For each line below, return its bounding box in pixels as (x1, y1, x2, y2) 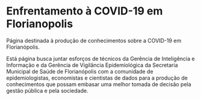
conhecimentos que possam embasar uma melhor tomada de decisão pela (6, 80, 191, 88)
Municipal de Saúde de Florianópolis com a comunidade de (6, 67, 153, 75)
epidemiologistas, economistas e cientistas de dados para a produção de (6, 74, 188, 81)
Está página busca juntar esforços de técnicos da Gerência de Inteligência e (6, 55, 195, 62)
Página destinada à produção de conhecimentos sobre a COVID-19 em (6, 37, 182, 44)
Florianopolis (6, 17, 73, 31)
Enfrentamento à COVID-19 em (6, 4, 163, 18)
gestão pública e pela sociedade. (6, 87, 88, 94)
